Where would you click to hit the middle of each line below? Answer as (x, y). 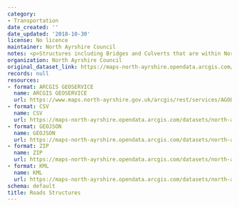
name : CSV (28, 113)
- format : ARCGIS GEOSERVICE (51, 87)
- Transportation (33, 21)
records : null (28, 73)
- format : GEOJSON (34, 126)
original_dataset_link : (43, 67)
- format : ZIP (28, 147)
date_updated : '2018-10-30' (49, 34)
